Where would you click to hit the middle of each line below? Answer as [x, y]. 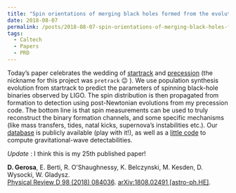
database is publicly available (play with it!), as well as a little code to [107, 132]
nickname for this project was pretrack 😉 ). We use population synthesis [113, 80]
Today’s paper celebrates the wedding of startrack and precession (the [110, 73]
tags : [15, 33]
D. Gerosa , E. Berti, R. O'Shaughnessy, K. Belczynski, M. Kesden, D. [105, 167]
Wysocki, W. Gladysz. [39, 174]
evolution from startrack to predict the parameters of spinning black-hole [113, 88]
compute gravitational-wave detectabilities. [70, 140]
